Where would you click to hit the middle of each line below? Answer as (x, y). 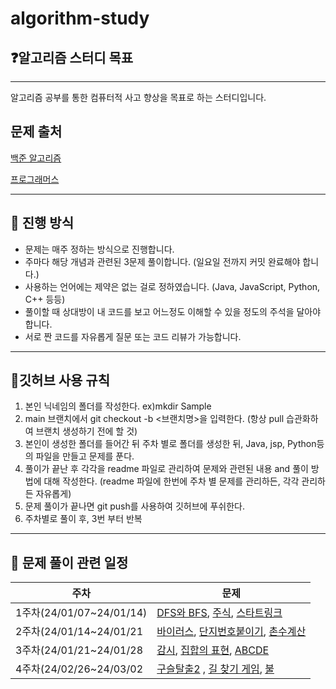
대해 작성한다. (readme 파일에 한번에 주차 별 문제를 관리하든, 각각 (171, 481)
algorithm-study (80, 18)
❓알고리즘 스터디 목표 (72, 57)
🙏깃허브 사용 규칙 (60, 380)
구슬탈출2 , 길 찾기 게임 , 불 (215, 669)
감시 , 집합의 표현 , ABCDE (213, 650)
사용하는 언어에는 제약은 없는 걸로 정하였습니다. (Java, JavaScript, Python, (172, 286)
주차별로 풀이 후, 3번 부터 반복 (83, 519)
